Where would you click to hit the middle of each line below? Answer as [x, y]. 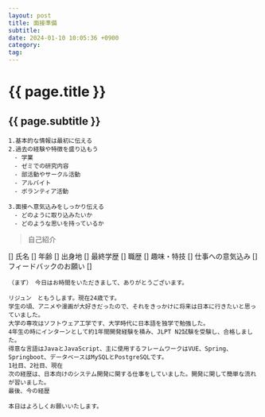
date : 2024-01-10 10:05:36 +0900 [64, 38]
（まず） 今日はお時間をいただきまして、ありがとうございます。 [98, 283]
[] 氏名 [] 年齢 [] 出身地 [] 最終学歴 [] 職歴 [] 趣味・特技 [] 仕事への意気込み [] [133, 256]
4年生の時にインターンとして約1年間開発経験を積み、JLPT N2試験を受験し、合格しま [128, 332]
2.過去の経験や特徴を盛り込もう [53, 149]
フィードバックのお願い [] [50, 266]
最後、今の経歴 [29, 391]
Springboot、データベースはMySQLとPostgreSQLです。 [88, 357]
